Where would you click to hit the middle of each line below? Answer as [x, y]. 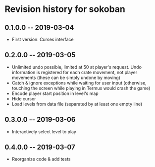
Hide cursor [24, 98]
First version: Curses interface [43, 39]
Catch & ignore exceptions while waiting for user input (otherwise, [79, 83]
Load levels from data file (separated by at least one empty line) [77, 104]
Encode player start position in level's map [55, 93]
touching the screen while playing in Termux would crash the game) [81, 88]
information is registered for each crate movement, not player [75, 72]
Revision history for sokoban [65, 9]
